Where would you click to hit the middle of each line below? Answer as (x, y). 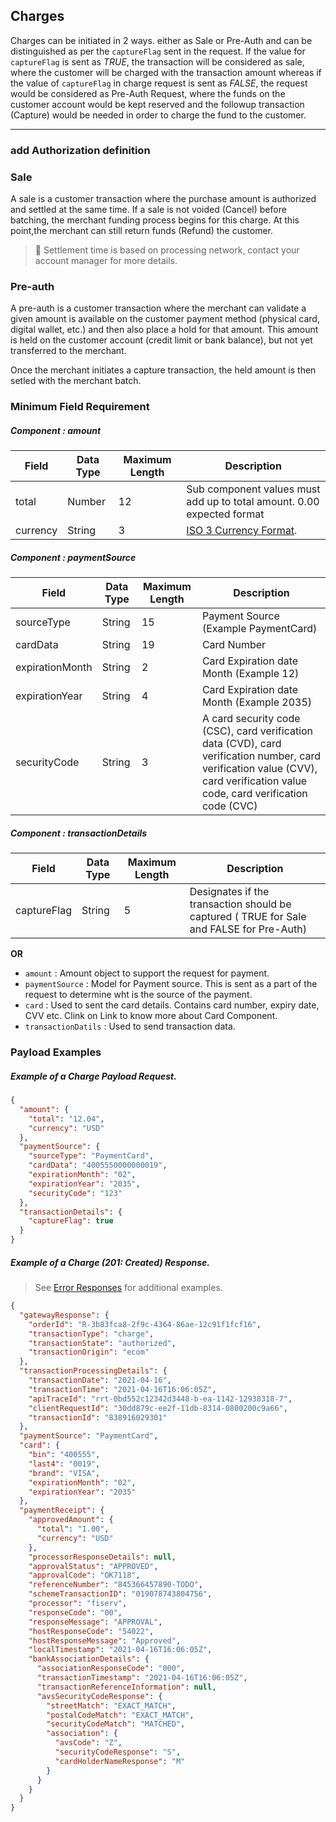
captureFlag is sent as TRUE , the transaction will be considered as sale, (157, 61)
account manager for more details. (106, 261)
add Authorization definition (80, 150)
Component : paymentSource (73, 557)
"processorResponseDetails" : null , (102, 1557)
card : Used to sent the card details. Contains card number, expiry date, (172, 1005)
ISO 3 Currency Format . (242, 531)
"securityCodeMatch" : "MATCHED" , (116, 1724)
